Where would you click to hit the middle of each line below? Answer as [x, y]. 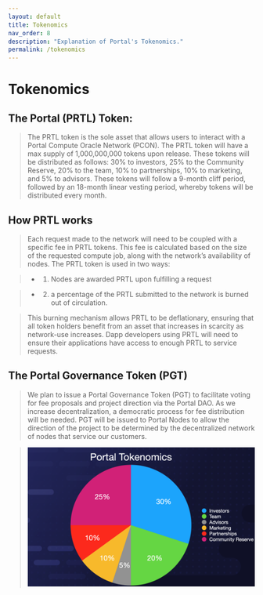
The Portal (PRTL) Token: [70, 118]
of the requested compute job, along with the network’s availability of [139, 256]
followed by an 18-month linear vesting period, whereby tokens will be [140, 187]
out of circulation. [79, 303]
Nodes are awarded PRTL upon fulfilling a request [131, 279]
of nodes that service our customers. [87, 436]
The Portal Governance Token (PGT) [98, 376]
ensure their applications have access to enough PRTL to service [132, 343]
